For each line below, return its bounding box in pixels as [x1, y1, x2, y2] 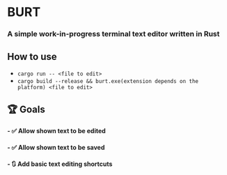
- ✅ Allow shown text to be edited [7, 126, 106, 135]
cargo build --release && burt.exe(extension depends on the [17, 77, 199, 84]
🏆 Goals [7, 104, 45, 116]
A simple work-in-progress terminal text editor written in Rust [7, 29, 220, 39]
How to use [7, 50, 57, 63]
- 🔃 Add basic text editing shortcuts [7, 160, 113, 168]
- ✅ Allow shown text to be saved [7, 143, 105, 151]
